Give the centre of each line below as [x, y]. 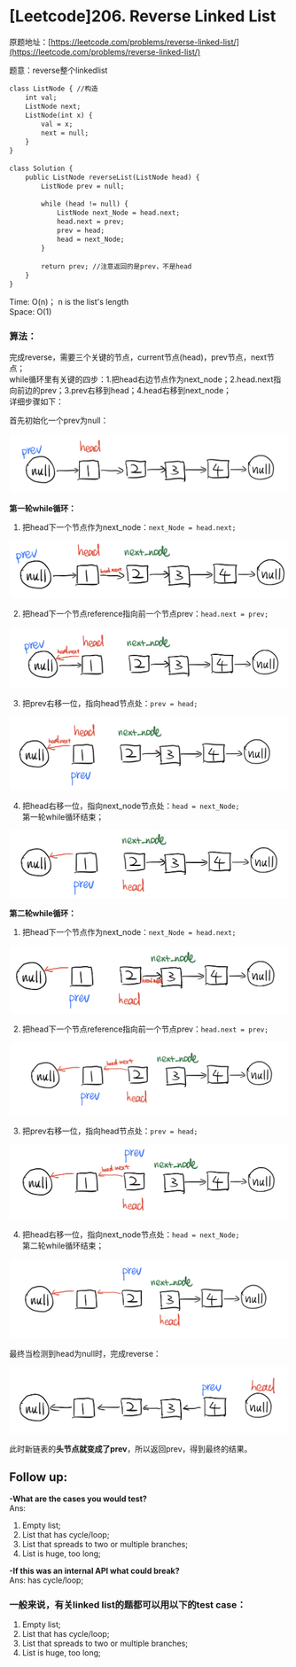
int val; [41, 97]
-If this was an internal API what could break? [94, 1570]
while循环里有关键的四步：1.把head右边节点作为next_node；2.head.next [141, 379]
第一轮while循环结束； [63, 817]
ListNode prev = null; [83, 186]
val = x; [57, 124]
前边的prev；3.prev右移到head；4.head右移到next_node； [124, 391]
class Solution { [41, 168]
